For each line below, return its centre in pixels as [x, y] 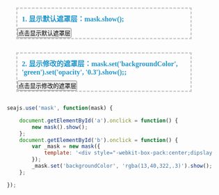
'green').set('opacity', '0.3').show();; [74, 72]
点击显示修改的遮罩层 [48, 86]
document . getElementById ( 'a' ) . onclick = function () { [99, 120]
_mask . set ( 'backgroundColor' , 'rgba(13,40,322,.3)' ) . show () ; [122, 166]
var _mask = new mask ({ [66, 147]
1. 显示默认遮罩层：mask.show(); [73, 19]
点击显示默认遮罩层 [44, 33]
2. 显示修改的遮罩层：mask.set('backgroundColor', [100, 64]
